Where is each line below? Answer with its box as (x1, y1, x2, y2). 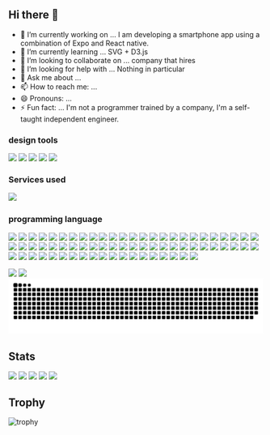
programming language (8, 214, 103, 225)
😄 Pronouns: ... (19, 93, 73, 103)
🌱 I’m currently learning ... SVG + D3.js (19, 46, 148, 57)
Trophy (8, 395, 46, 409)
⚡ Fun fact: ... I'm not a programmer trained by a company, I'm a (19, 102, 233, 112)
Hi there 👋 (8, 8, 59, 22)
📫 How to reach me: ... (19, 82, 98, 92)
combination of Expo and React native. (19, 38, 150, 48)
